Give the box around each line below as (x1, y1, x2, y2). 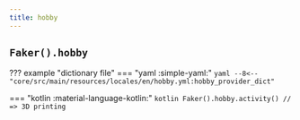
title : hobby (9, 13, 58, 22)
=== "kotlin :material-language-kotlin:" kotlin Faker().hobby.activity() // (9, 93, 292, 104)
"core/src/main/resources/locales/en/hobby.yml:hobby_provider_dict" (9, 77, 276, 86)
